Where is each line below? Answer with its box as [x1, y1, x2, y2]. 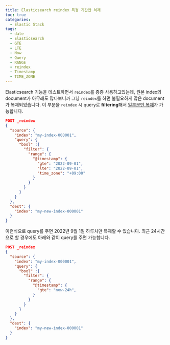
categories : [5, 17, 31, 22]
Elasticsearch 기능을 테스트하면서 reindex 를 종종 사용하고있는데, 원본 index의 [5, 89, 162, 95]
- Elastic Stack [10, 21, 44, 27]
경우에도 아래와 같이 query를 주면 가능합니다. [20, 234, 110, 241]
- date [10, 31, 24, 36]
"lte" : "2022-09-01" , [37, 166, 83, 171]
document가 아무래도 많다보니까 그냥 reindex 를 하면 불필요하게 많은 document [5, 95, 165, 101]
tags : [5, 27, 17, 32]
